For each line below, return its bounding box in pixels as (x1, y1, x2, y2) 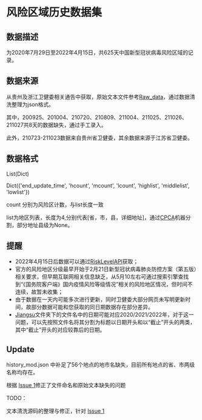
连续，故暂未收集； (15, 288, 64, 296)
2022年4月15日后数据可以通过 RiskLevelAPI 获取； (15, 258, 139, 265)
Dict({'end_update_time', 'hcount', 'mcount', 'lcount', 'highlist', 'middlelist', (6, 181, 190, 189)
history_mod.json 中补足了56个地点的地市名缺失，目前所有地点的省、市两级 (6, 361, 195, 368)
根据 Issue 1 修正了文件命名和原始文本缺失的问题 (6, 382, 126, 389)
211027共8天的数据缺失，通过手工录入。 (6, 121, 107, 128)
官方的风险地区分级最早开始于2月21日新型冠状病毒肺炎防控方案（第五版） (15, 265, 197, 273)
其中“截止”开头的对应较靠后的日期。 (15, 326, 106, 334)
